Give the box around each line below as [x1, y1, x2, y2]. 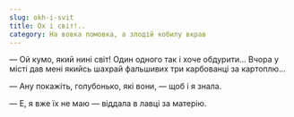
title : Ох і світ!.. [9, 21, 87, 30]
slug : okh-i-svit [9, 13, 74, 22]
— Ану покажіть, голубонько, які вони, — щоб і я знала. [9, 81, 222, 92]
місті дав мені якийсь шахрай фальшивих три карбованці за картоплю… [9, 63, 287, 74]
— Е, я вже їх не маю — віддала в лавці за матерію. [9, 98, 207, 109]
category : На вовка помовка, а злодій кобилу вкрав [9, 29, 206, 38]
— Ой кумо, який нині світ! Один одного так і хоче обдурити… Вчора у [9, 54, 280, 65]
